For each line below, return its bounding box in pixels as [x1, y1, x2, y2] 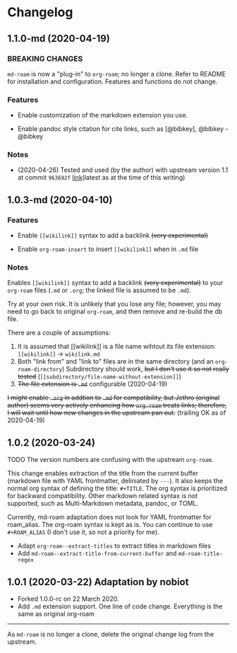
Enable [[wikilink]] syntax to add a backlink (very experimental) [17, 231, 209, 240]
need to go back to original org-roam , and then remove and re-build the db [7, 307, 223, 316]
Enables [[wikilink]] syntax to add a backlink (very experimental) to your [7, 279, 224, 287]
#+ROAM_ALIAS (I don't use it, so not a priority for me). [7, 528, 160, 536]
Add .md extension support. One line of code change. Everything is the [17, 602, 223, 611]
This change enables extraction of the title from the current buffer [7, 469, 199, 478]
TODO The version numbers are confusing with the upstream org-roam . [7, 456, 214, 464]
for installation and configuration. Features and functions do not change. [7, 77, 218, 86]
